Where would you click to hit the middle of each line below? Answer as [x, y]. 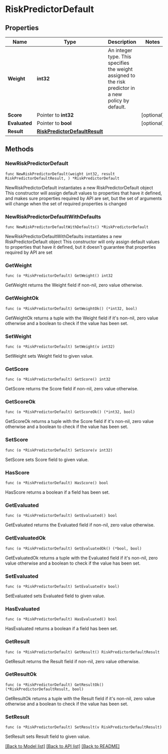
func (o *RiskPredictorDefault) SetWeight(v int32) [60, 347]
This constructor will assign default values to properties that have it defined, [84, 193]
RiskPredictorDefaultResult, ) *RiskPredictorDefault [62, 178]
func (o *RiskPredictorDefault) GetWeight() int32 [59, 276]
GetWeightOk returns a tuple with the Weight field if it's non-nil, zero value [82, 318]
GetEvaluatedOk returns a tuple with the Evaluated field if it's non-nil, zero [81, 558]
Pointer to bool [54, 123]
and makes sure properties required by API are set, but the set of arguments [83, 198]
